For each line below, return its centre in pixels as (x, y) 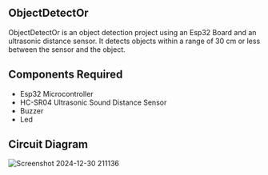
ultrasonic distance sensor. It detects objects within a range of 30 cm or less (134, 41)
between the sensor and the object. (67, 49)
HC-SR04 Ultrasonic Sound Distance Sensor (93, 102)
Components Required (66, 75)
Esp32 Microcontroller (56, 93)
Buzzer (32, 110)
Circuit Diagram (48, 144)
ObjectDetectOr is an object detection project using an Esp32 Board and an (132, 32)
